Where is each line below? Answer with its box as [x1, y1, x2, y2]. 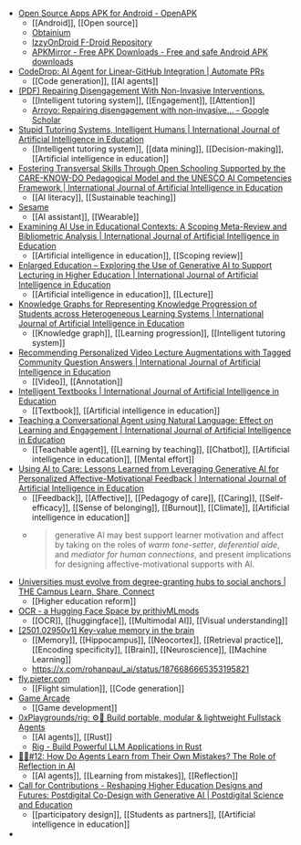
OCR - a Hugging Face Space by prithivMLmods [17, 606, 200, 616]
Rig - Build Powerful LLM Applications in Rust [31, 741, 202, 752]
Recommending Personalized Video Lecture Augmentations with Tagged [17, 347, 292, 358]
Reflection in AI [17, 761, 76, 771]
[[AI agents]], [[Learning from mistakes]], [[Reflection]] [31, 770, 239, 781]
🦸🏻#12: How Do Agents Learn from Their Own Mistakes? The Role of [17, 751, 276, 761]
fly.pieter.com [17, 673, 70, 683]
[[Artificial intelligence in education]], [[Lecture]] [31, 289, 214, 299]
